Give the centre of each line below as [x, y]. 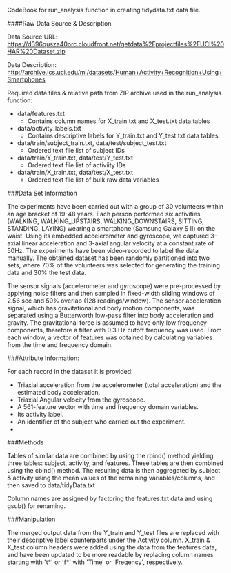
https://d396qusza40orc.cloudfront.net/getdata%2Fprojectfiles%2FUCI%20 [116, 44]
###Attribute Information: [43, 358]
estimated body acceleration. [59, 392]
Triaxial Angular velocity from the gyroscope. [81, 400]
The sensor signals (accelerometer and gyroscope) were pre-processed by [114, 286]
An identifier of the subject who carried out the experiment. [101, 422]
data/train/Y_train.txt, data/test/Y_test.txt [75, 158]
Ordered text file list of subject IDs [76, 150]
